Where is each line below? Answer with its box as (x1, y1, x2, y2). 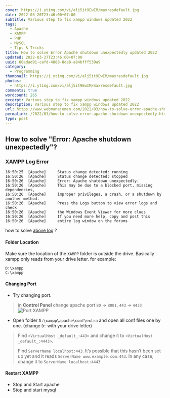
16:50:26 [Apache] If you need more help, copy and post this (5, 214, 151, 219)
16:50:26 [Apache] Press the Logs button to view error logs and (5, 201, 157, 206)
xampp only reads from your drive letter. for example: (5, 256, 116, 262)
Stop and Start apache (12, 382, 60, 388)
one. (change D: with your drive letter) (12, 322, 93, 328)
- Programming (10, 69, 39, 74)
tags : (5, 21, 17, 27)
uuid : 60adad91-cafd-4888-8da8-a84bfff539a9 (5, 59, 101, 65)
